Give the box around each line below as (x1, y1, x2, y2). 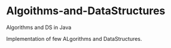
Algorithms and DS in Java (6, 24, 72, 31)
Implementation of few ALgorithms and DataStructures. (6, 35, 142, 42)
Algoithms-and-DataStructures (6, 4, 166, 18)
